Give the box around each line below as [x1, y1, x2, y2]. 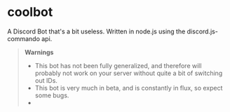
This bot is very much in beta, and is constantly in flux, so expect [34, 83, 223, 92]
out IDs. [34, 76, 58, 84]
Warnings [24, 48, 54, 56]
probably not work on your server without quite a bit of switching [34, 69, 223, 77]
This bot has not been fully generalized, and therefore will [34, 61, 202, 70]
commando [7, 34, 41, 42]
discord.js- [187, 27, 219, 35]
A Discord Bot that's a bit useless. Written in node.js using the [7, 27, 186, 35]
